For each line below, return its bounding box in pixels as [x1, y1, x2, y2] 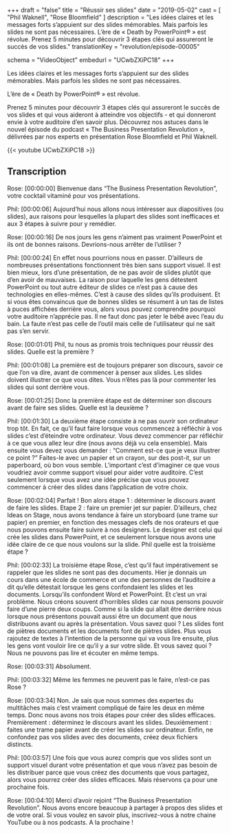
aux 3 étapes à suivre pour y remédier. [7, 219, 117, 228]
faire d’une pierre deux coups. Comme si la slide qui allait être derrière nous [7, 605, 222, 613]
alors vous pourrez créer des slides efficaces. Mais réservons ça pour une [7, 775, 218, 783]
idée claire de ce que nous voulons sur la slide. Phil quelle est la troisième [7, 540, 216, 548]
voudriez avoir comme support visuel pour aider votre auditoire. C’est [7, 468, 204, 476]
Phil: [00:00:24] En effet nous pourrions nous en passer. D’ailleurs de [7, 253, 203, 261]
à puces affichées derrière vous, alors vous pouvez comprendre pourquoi [7, 305, 216, 313]
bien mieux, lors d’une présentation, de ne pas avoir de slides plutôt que [7, 268, 212, 277]
